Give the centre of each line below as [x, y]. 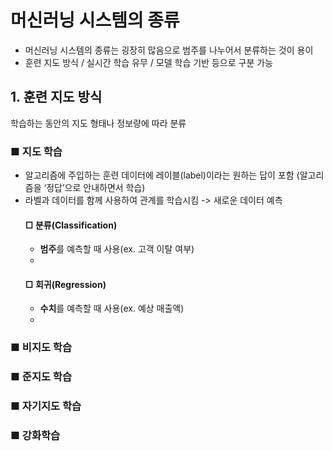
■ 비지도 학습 [41, 348]
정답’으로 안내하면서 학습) [96, 188]
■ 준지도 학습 [41, 377]
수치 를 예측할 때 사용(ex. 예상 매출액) [112, 308]
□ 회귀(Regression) [65, 284]
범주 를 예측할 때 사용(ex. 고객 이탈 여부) [117, 249]
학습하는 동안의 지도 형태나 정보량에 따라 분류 [98, 123]
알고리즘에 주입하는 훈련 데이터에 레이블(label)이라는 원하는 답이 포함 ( [162, 175]
